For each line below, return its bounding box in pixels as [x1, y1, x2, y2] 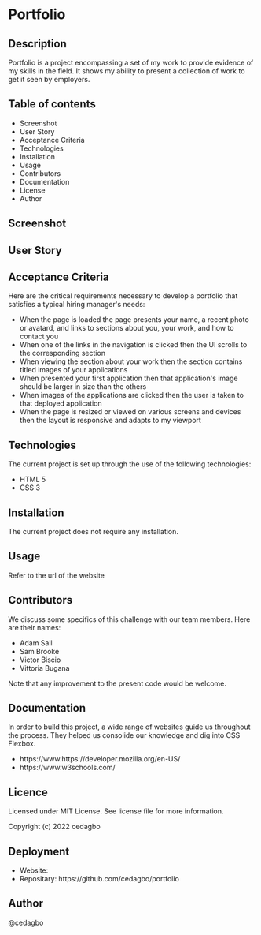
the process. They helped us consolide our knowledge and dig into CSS [8, 731, 241, 740]
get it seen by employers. [8, 75, 90, 84]
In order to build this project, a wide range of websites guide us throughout [8, 722, 251, 731]
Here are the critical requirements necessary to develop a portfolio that [8, 291, 238, 301]
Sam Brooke [19, 646, 60, 656]
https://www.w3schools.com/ [19, 763, 116, 772]
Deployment [8, 844, 70, 858]
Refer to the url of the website [8, 570, 105, 580]
